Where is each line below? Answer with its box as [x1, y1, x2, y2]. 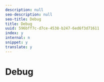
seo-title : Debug [5, 16, 41, 21]
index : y [5, 30, 23, 35]
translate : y [5, 44, 32, 49]
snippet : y [5, 40, 28, 45]
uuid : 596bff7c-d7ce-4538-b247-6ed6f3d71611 [5, 26, 99, 31]
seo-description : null [5, 12, 52, 17]
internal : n [5, 35, 30, 40]
